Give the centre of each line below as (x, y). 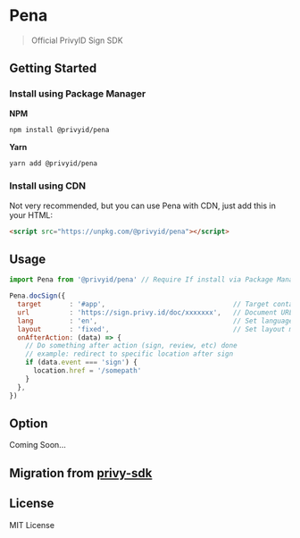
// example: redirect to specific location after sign (129, 354)
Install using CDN (48, 186)
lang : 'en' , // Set (137, 321)
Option (29, 424)
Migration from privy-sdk (81, 473)
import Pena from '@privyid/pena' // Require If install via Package (142, 280)
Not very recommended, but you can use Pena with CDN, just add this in (143, 206)
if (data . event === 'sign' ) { (82, 363)
